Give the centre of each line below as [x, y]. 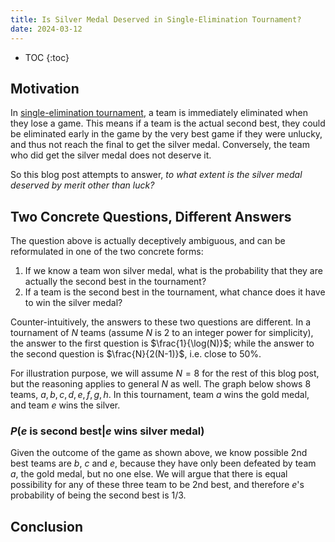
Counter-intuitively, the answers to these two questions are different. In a [161, 322]
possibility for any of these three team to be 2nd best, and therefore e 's [157, 485]
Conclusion [47, 526]
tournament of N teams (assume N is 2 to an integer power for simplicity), [162, 333]
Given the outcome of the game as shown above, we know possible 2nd [159, 453]
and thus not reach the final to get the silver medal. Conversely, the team [160, 145]
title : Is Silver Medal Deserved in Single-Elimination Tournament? [156, 19]
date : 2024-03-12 [46, 29]
